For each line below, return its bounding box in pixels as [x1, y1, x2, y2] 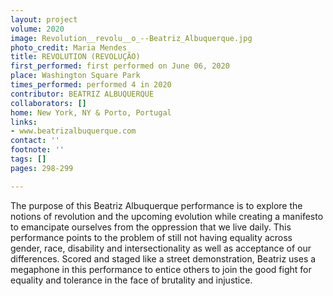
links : [10, 117, 38, 127]
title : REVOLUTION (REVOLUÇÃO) [10, 52, 141, 62]
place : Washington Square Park [10, 71, 141, 81]
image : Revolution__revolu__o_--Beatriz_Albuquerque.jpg [10, 33, 253, 43]
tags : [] [10, 154, 47, 164]
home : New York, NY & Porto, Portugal [10, 107, 172, 118]
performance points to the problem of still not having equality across [10, 231, 293, 243]
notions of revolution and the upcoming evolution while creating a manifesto [10, 210, 324, 222]
